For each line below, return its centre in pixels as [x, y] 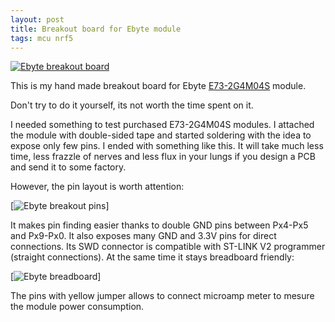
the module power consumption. [77, 307]
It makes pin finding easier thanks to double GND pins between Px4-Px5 [159, 225]
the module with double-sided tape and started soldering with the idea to [161, 135]
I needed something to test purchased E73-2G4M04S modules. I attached [162, 125]
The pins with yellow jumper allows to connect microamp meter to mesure [162, 296]
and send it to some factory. [68, 167]
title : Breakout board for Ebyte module [96, 29]
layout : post [37, 19]
